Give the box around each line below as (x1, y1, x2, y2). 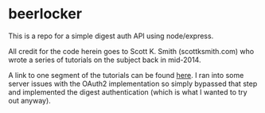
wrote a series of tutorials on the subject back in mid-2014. (8, 55, 201, 64)
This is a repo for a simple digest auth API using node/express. (8, 31, 214, 41)
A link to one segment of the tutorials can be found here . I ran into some (8, 70, 244, 80)
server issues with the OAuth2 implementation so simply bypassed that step (8, 79, 258, 88)
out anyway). (8, 95, 52, 105)
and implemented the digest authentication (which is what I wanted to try (8, 87, 248, 96)
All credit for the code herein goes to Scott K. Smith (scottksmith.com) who (8, 46, 255, 56)
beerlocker (8, 5, 82, 23)
